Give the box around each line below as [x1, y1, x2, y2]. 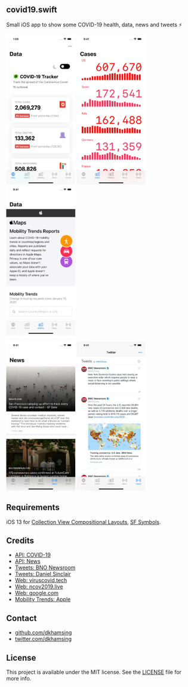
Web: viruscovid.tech [14, 576, 67, 584]
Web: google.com [14, 590, 58, 597]
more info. [6, 675, 32, 682]
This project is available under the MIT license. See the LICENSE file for [6, 668, 182, 676]
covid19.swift [6, 5, 57, 15]
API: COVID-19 [14, 551, 51, 559]
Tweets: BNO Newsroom [14, 564, 76, 571]
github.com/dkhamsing [14, 629, 72, 636]
